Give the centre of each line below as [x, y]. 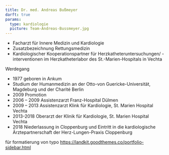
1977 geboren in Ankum [37, 79]
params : [13, 19]
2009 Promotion [30, 95]
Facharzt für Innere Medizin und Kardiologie [58, 43]
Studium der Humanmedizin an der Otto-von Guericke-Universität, [81, 84]
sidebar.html [18, 147]
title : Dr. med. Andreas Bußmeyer [42, 10]
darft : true [18, 15]
